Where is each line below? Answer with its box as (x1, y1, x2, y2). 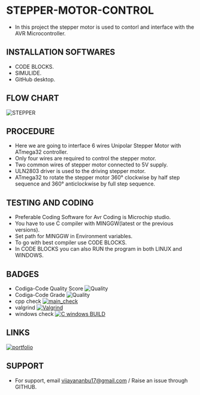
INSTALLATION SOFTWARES (6, 47, 116, 57)
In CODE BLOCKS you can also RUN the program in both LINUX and (14, 245, 183, 253)
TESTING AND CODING (6, 197, 94, 208)
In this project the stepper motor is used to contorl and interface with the (14, 23, 195, 31)
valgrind (14, 304, 36, 311)
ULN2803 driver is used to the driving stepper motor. (14, 168, 146, 175)
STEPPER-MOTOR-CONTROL (6, 4, 154, 17)
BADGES (6, 269, 40, 279)
